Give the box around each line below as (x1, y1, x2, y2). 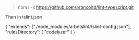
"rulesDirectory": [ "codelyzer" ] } (5, 29, 75, 34)
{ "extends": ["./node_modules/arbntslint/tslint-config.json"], (5, 23, 131, 29)
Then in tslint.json (5, 14, 42, 19)
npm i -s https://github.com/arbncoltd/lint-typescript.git (17, 4, 134, 10)
